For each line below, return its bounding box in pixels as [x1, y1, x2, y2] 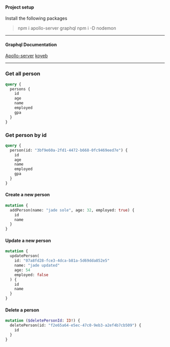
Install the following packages [5, 15, 67, 21]
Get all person [5, 70, 40, 77]
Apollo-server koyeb [5, 53, 48, 59]
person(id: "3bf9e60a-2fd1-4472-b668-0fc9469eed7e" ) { [10, 148, 128, 153]
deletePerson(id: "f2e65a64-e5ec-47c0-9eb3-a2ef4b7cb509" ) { [10, 323, 142, 328]
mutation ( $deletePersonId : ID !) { [5, 318, 80, 323]
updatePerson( [10, 254, 39, 259]
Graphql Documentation [5, 41, 57, 48]
